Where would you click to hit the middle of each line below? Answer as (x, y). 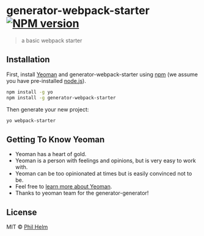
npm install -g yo (30, 92)
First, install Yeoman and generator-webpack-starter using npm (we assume (102, 74)
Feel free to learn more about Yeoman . (64, 187)
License (22, 212)
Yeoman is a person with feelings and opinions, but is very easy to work (106, 161)
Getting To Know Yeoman (56, 139)
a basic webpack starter (52, 40)
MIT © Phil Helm (27, 227)
